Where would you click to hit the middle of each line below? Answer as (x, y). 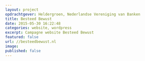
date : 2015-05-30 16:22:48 (33, 23)
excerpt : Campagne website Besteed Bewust (49, 32)
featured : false (22, 37)
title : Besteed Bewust (28, 19)
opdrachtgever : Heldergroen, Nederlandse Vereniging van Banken (73, 14)
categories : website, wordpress (38, 28)
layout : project (22, 10)
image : (12, 46)
